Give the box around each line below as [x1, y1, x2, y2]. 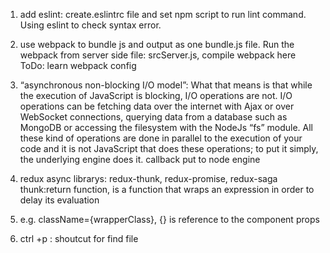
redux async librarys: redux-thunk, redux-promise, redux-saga [19, 173, 278, 184]
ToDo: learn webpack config [19, 60, 137, 71]
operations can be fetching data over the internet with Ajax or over [19, 100, 295, 112]
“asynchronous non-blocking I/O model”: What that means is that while [19, 79, 313, 91]
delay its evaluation [19, 194, 100, 206]
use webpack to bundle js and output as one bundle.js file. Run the [19, 39, 295, 50]
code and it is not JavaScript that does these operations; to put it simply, [19, 143, 319, 154]
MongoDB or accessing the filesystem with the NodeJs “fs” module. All [19, 122, 314, 133]
